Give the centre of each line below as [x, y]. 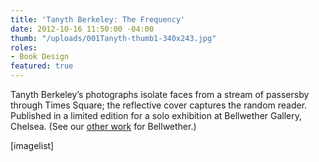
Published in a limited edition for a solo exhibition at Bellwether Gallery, [156, 115]
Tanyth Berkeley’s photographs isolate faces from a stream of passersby [160, 94]
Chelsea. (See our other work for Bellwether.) [103, 126]
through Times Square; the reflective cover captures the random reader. [159, 105]
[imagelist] [32, 145]
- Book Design [40, 57]
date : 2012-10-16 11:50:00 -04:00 [82, 29]
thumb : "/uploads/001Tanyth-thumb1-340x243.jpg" [113, 38]
